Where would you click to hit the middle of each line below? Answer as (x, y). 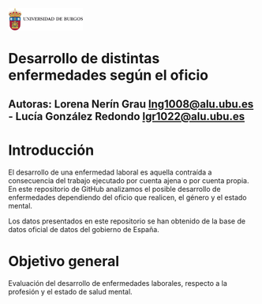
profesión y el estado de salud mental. (70, 291)
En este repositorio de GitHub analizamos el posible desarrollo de (114, 189)
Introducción (51, 150)
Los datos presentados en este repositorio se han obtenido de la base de (127, 221)
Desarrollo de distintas (84, 58)
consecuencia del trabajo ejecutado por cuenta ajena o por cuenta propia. (129, 180)
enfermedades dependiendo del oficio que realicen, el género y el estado (127, 197)
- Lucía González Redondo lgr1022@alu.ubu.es (127, 116)
